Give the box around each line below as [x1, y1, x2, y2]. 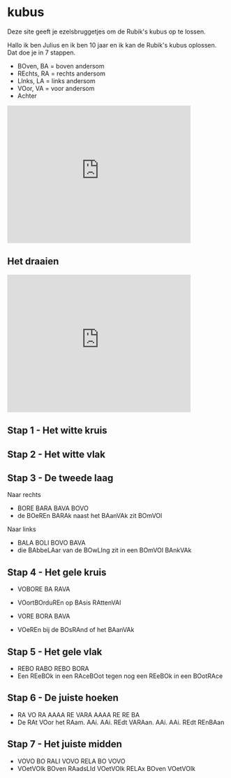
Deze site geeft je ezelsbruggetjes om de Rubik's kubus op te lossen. [7, 27, 206, 36]
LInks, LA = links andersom [17, 76, 96, 85]
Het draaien [7, 256, 59, 268]
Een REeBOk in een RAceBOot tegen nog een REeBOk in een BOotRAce [17, 672, 223, 680]
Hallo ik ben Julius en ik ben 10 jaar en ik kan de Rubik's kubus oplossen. [7, 41, 217, 49]
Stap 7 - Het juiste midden [7, 738, 122, 750]
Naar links [7, 525, 36, 533]
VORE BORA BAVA [17, 612, 70, 621]
